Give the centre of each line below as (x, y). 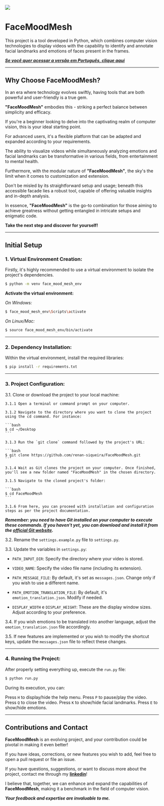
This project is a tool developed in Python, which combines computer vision (81, 40)
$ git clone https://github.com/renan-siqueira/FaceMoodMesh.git (73, 455)
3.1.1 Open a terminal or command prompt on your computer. (68, 404)
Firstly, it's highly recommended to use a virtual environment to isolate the (79, 270)
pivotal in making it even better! (37, 744)
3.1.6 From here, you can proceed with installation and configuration (79, 507)
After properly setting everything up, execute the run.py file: (65, 669)
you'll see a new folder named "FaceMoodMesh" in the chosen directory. (81, 472)
